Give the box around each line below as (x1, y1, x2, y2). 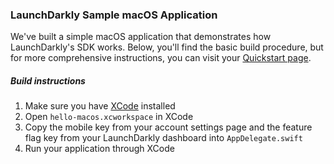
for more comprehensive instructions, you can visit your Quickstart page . (10, 52, 312, 64)
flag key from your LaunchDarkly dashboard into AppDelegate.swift (24, 132, 303, 144)
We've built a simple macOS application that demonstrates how (10, 31, 272, 43)
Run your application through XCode (24, 143, 175, 155)
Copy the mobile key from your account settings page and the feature (24, 121, 313, 133)
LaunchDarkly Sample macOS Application (10, 8, 218, 22)
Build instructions (10, 74, 86, 87)
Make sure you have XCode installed (24, 100, 176, 112)
